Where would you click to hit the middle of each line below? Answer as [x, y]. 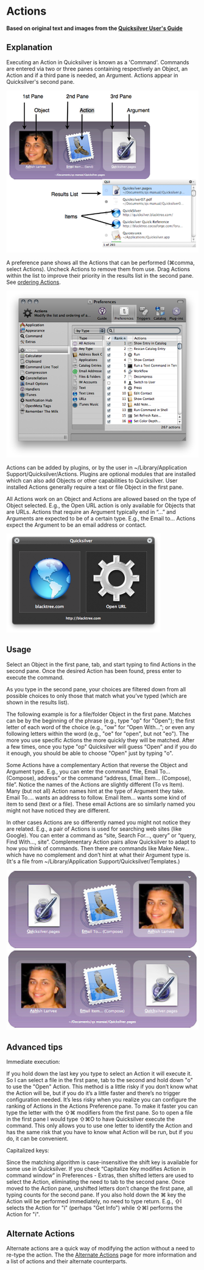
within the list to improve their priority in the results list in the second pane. [100, 275]
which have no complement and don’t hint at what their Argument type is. [98, 855]
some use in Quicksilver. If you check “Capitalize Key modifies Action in [96, 1169]
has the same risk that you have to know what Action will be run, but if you [100, 1132]
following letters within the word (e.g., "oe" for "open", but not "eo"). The [98, 733]
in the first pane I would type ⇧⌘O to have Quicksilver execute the [91, 1119]
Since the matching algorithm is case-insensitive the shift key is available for [102, 1162]
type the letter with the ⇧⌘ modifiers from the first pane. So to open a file [100, 1113]
